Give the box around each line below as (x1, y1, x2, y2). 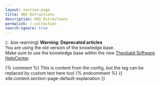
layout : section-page (5, 7, 50, 12)
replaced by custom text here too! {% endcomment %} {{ (5, 70, 123, 76)
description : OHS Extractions (5, 16, 68, 21)
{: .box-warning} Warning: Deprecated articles (5, 39, 103, 45)
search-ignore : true (5, 26, 48, 31)
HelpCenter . (5, 55, 30, 61)
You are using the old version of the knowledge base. (5, 45, 115, 51)
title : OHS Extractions (5, 12, 55, 17)
